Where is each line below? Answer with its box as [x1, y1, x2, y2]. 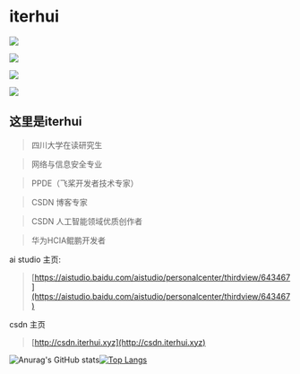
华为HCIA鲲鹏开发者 [30, 235, 106, 246]
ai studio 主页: [9, 254, 61, 265]
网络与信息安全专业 [30, 159, 103, 170]
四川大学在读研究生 [30, 139, 103, 150]
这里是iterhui [9, 114, 82, 129]
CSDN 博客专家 [30, 196, 88, 207]
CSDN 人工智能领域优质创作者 [30, 215, 143, 226]
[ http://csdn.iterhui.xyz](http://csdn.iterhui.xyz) [30, 336, 206, 347]
